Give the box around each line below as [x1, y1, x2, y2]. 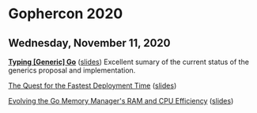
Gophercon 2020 [8, 5, 123, 23]
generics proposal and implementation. [8, 66, 136, 75]
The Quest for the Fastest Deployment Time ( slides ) [8, 81, 177, 90]
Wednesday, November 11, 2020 [8, 36, 171, 50]
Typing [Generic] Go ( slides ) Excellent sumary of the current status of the [8, 57, 249, 66]
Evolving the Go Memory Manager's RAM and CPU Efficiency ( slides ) [8, 96, 234, 105]
